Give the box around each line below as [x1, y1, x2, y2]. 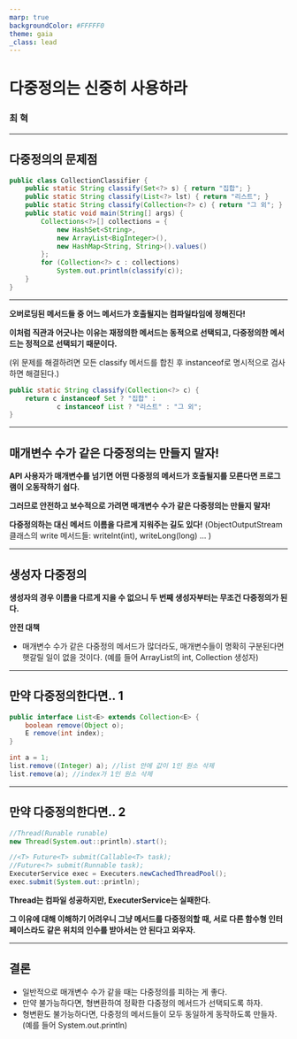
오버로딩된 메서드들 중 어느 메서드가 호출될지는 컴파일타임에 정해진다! [9, 308, 246, 319]
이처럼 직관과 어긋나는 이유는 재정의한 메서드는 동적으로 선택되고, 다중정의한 [9, 327, 269, 337]
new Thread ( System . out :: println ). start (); [9, 837, 168, 846]
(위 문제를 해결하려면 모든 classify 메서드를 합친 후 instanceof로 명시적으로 [9, 357, 270, 367]
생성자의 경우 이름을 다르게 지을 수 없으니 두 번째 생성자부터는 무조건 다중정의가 [9, 592, 279, 603]
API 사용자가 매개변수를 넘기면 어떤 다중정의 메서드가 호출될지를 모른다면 [9, 471, 258, 481]
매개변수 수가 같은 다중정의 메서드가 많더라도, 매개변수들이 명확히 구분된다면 [21, 641, 285, 651]
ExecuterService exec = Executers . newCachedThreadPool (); [9, 869, 227, 879]
